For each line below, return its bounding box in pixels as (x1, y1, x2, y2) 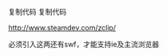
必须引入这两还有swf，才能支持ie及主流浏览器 (8, 39, 160, 49)
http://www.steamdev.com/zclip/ (8, 23, 117, 32)
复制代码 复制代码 (8, 7, 66, 16)
